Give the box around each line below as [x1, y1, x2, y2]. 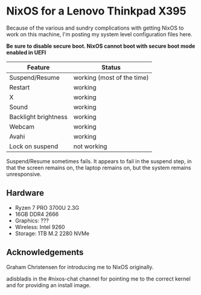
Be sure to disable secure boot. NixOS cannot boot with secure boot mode [6, 42, 196, 50]
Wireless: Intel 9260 [14, 223, 65, 230]
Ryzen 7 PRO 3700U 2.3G [14, 204, 80, 211]
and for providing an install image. [6, 281, 91, 288]
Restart [9, 83, 30, 91]
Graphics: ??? [14, 216, 49, 224]
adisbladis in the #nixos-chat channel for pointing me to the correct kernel [6, 275, 191, 282]
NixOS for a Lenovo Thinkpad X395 [6, 4, 187, 18]
